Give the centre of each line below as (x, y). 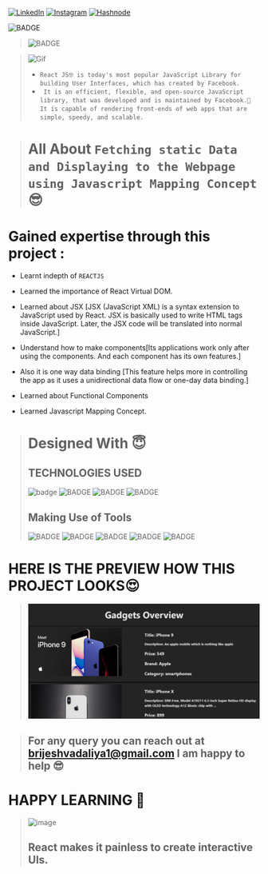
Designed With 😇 (87, 443)
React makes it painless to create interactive (140, 848)
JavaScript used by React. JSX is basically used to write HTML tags (131, 315)
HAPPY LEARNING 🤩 (77, 800)
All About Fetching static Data (132, 149)
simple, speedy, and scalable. (92, 118)
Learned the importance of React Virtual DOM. (96, 291)
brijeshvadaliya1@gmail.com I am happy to (136, 754)
